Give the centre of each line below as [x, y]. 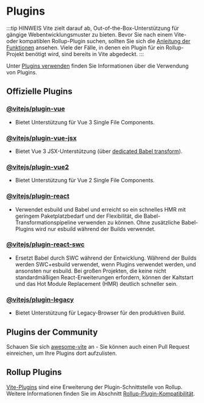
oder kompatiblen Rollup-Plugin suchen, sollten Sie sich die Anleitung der [98, 41]
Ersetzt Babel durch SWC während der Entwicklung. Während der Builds [106, 258]
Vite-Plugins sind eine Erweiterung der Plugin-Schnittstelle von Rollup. [94, 387]
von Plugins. [22, 72]
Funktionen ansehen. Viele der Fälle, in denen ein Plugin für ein [85, 48]
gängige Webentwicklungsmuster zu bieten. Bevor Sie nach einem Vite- [97, 34]
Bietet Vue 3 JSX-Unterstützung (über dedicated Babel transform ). [99, 151]
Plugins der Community [52, 332]
